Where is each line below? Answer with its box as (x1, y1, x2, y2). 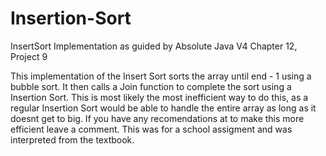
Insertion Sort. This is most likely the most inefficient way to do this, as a (10, 91, 309, 103)
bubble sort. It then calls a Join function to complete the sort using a (10, 80, 292, 92)
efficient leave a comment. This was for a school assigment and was (10, 123, 293, 135)
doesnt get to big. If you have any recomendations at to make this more (10, 112, 305, 124)
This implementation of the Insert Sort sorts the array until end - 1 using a (10, 70, 312, 82)
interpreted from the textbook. (10, 133, 135, 146)
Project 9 (10, 50, 48, 62)
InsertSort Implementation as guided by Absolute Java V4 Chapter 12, (10, 40, 298, 52)
